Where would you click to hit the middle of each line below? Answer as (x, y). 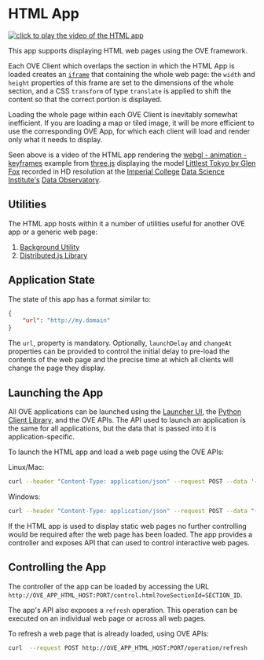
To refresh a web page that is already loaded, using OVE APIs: (109, 633)
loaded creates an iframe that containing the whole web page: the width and (132, 74)
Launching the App (56, 392)
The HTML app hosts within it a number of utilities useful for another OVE (126, 223)
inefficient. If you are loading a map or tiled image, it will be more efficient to (131, 123)
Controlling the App (57, 568)
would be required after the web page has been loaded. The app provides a (130, 534)
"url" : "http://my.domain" (66, 321)
